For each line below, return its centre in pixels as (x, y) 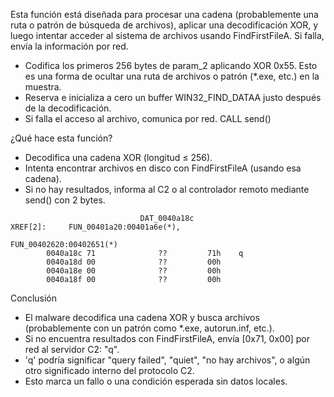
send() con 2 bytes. (65, 200)
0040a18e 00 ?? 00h (134, 271)
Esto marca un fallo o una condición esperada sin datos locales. (156, 381)
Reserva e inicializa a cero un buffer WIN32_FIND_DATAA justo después (173, 97)
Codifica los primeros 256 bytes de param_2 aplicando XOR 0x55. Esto (171, 65)
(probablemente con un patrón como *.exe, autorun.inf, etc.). (149, 328)
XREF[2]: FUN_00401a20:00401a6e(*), (96, 227)
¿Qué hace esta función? (61, 138)
